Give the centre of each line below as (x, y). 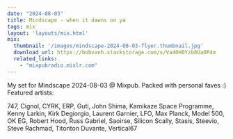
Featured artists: (31, 92)
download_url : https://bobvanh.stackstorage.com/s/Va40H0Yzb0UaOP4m (115, 53)
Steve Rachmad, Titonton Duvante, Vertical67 (72, 128)
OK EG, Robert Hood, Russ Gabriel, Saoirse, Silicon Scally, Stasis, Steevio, (113, 121)
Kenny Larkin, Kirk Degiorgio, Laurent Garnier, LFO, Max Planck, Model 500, (116, 113)
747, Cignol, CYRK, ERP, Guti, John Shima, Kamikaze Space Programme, (111, 106)
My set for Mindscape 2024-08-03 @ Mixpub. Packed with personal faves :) (117, 85)
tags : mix (22, 26)
